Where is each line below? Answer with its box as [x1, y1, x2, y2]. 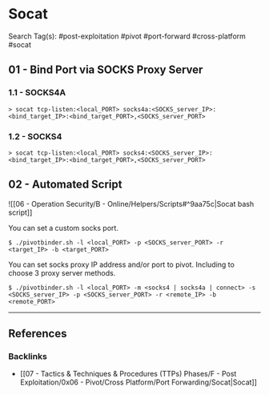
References [8, 327, 67, 341]
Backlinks [8, 351, 48, 362]
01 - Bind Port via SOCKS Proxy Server [8, 63, 203, 77]
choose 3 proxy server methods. [8, 268, 116, 277]
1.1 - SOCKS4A [8, 87, 66, 99]
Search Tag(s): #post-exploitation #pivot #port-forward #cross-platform [8, 31, 247, 41]
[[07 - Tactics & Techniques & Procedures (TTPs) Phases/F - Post [19, 369, 237, 379]
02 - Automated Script [8, 178, 122, 191]
